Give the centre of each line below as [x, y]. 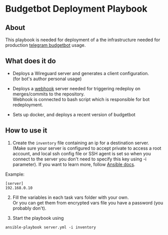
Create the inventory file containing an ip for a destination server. [81, 143]
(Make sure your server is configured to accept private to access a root [87, 148]
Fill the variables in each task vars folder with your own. [71, 197]
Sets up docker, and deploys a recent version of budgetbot [74, 114]
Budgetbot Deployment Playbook [76, 9]
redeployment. [28, 105]
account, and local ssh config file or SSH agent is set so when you [81, 153]
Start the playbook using [38, 218]
